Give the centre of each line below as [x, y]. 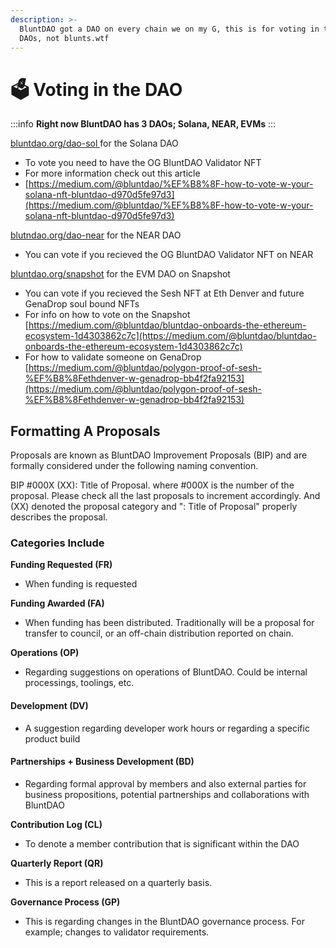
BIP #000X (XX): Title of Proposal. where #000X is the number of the [152, 485]
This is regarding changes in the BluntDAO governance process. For [164, 921]
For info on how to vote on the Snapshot [107, 315]
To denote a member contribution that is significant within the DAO [162, 843]
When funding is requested [81, 584]
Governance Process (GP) [65, 902]
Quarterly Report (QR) [57, 863]
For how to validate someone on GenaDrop [113, 357]
